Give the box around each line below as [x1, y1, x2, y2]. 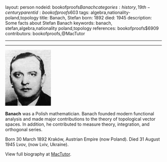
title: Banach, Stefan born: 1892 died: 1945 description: [39, 15, 152, 20]
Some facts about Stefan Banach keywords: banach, [5, 20, 113, 26]
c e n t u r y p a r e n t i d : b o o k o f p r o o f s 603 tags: [5, 9, 90, 15]
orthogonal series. [5, 127, 43, 132]
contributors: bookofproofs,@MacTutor [5, 31, 85, 36]
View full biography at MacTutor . [5, 151, 72, 157]
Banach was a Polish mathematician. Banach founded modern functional [5, 111, 154, 116]
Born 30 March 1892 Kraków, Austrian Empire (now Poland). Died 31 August [5, 136, 160, 142]
